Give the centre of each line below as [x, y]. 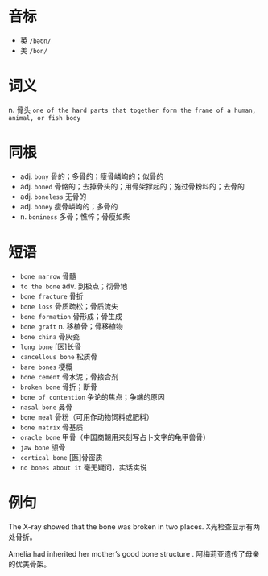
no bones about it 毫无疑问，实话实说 [83, 467]
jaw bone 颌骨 [43, 447]
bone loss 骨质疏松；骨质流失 [69, 306]
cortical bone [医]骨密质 [61, 457]
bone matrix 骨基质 [52, 427]
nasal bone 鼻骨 [46, 407]
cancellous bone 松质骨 [59, 356]
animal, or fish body [45, 118]
